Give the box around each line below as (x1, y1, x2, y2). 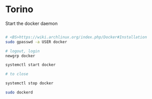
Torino (5, 4, 34, 15)
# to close (5, 72, 29, 77)
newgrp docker (5, 53, 36, 58)
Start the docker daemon (5, 20, 58, 26)
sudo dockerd (5, 90, 33, 95)
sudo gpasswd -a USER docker (5, 39, 67, 44)
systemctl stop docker (5, 81, 54, 86)
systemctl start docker (5, 62, 56, 68)
